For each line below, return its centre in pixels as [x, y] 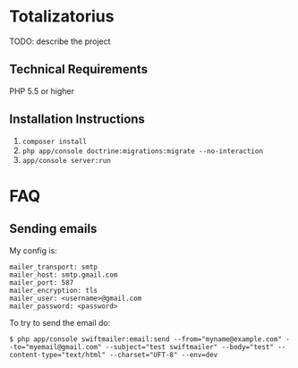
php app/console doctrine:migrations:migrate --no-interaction [143, 151]
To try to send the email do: [60, 322]
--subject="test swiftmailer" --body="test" [190, 347]
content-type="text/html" [57, 355]
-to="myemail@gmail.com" [55, 347]
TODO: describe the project [60, 41]
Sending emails [53, 229]
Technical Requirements [79, 69]
